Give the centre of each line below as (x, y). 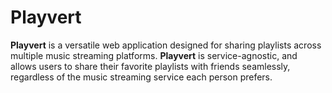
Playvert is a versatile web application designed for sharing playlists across (166, 45)
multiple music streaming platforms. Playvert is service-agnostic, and (154, 55)
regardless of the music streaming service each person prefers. (141, 77)
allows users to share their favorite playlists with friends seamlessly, (150, 66)
